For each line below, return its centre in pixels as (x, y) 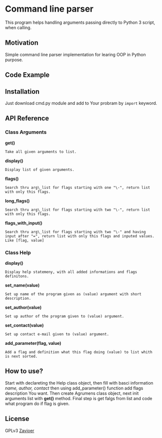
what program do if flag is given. (37, 404)
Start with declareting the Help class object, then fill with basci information (79, 383)
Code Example (27, 75)
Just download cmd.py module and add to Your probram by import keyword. (81, 103)
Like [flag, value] (25, 240)
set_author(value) (23, 307)
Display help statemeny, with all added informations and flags (71, 272)
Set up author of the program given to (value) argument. (65, 316)
